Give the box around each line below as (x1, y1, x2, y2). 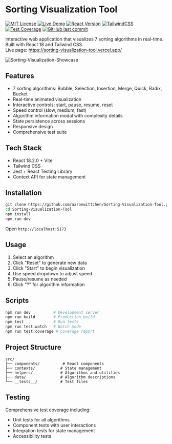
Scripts (5, 296, 29, 305)
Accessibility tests (12, 433, 52, 439)
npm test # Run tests (5, 319, 79, 325)
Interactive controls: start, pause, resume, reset (12, 102, 113, 108)
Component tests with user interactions (12, 422, 96, 428)
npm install (5, 212, 31, 217)
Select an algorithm (12, 254, 54, 260)
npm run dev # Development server (5, 310, 100, 315)
